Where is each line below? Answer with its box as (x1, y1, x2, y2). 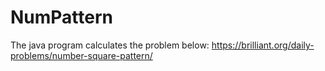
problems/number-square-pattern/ (10, 49, 153, 61)
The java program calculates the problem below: (10, 39, 210, 51)
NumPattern (10, 6, 114, 29)
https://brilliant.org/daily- (211, 39, 315, 51)
